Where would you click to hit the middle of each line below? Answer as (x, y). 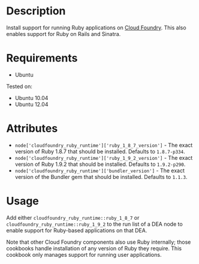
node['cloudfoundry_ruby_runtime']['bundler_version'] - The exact (99, 170)
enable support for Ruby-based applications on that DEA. (77, 230)
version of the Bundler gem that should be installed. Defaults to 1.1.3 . (101, 177)
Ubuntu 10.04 (31, 98)
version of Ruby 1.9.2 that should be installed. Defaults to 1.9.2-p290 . (100, 164)
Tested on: (19, 86)
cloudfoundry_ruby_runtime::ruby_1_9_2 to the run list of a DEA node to (94, 224)
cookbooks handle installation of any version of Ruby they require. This (94, 248)
